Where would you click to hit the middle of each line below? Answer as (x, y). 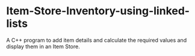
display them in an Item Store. (43, 46)
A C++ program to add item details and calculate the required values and (97, 40)
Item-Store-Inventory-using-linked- (98, 11)
